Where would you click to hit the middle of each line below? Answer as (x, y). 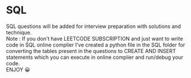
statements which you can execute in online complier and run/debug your (95, 57)
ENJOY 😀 (18, 69)
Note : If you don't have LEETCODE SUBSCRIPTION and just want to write (95, 38)
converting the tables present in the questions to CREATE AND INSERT (91, 51)
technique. (19, 32)
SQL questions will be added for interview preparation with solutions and (93, 26)
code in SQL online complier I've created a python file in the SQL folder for (96, 45)
